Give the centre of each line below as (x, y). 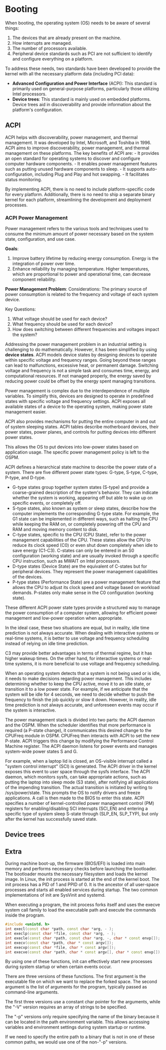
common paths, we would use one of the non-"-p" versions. (66, 1042)
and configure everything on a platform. (53, 59)
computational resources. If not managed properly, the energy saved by (78, 376)
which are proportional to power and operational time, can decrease (82, 274)
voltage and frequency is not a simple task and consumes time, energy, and (82, 371)
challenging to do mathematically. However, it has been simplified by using (81, 350)
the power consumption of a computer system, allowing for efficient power (81, 613)
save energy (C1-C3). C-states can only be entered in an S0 (73, 551)
